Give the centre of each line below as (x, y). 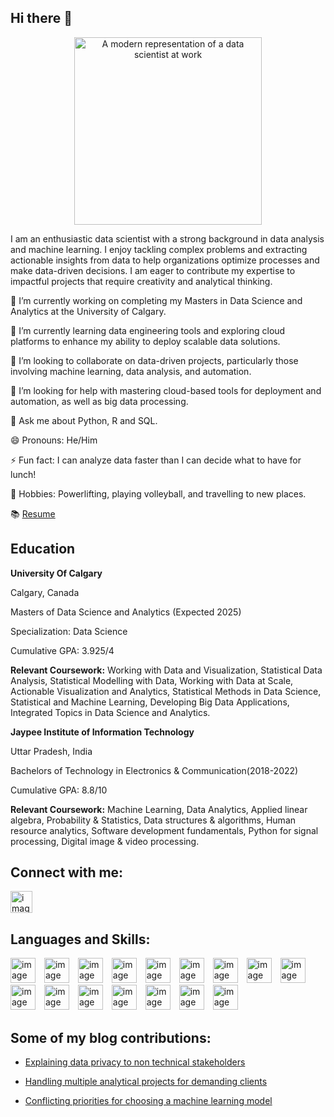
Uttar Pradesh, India (51, 751)
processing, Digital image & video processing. (105, 841)
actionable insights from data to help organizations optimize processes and (165, 260)
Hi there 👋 (41, 18)
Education (43, 549)
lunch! (23, 474)
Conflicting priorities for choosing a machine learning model (148, 1101)
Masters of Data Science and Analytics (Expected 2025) (126, 612)
